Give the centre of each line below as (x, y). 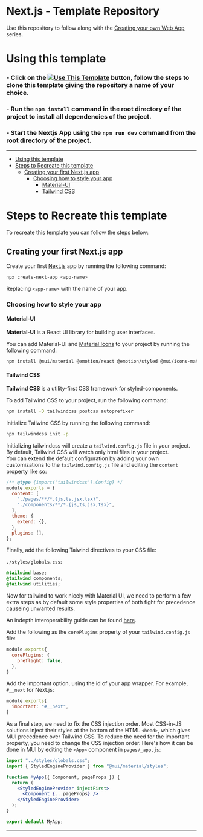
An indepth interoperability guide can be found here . (72, 620)
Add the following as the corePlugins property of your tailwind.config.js (98, 632)
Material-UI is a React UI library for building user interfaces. (81, 332)
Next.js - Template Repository (83, 11)
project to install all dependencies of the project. (79, 116)
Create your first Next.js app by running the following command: (86, 266)
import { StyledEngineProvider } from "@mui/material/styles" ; (88, 766)
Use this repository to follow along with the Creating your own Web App (95, 28)
